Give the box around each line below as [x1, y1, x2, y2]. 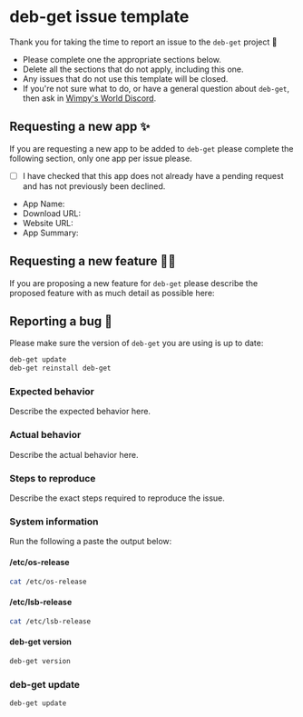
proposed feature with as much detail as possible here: [9, 287, 215, 298]
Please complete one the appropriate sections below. [22, 54, 222, 65]
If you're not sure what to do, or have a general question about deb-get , [22, 83, 290, 94]
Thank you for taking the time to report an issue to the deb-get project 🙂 [9, 36, 278, 47]
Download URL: [22, 207, 82, 219]
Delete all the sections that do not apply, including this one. [22, 64, 244, 75]
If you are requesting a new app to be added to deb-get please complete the [9, 143, 294, 154]
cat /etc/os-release [9, 577, 88, 586]
